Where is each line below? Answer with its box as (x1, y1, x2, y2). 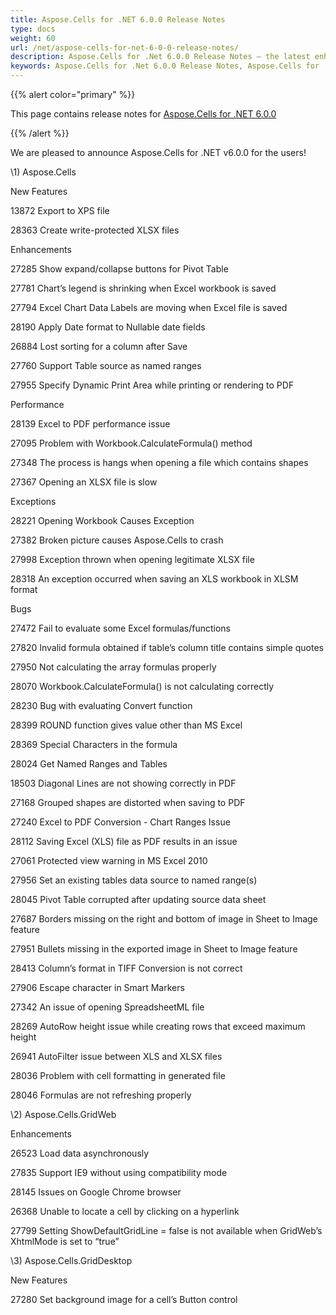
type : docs (10, 24, 56, 34)
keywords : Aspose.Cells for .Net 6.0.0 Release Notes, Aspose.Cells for (10, 61, 320, 71)
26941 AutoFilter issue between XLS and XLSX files (10, 1051, 223, 1062)
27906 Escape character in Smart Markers (10, 982, 185, 993)
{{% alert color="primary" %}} (10, 89, 136, 100)
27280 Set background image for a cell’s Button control (10, 1294, 238, 1305)
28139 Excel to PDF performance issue (10, 418, 171, 430)
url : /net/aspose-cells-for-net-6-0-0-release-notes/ (10, 42, 240, 53)
